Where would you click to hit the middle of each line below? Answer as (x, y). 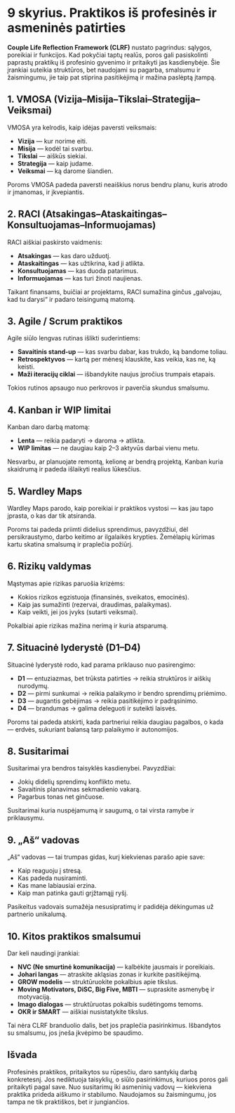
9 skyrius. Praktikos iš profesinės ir (112, 13)
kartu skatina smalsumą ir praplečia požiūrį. (70, 544)
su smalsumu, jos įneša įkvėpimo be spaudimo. (75, 1033)
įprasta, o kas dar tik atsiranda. (52, 516)
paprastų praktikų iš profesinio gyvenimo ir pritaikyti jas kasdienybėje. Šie (114, 62)
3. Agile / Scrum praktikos (65, 321)
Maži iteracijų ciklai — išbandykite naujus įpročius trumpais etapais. (116, 374)
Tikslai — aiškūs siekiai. (52, 155)
